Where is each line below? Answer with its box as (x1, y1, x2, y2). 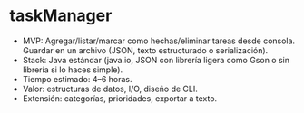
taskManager (9, 5, 113, 26)
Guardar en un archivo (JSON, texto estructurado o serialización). (22, 44, 269, 55)
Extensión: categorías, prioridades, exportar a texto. (22, 92, 218, 104)
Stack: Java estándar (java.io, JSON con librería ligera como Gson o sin (22, 54, 290, 65)
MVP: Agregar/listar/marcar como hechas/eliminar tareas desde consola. (22, 35, 296, 46)
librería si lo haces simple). (22, 64, 123, 75)
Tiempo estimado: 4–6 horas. (22, 73, 133, 84)
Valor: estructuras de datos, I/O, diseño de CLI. (22, 83, 198, 94)
